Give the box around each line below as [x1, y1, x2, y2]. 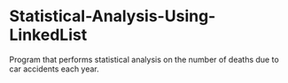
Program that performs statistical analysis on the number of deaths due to [9, 54, 279, 64]
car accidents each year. [9, 64, 99, 74]
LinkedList [9, 25, 88, 45]
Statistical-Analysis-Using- [9, 6, 216, 26]
